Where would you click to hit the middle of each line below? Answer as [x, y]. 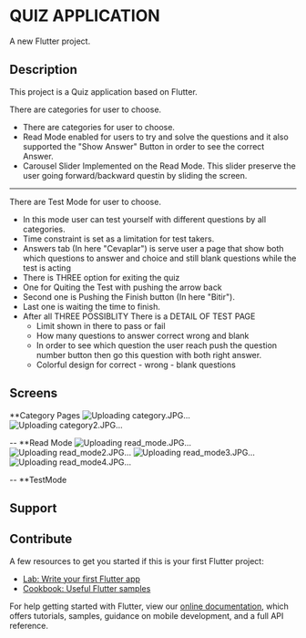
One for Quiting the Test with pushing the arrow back [122, 287]
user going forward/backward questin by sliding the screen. [135, 175]
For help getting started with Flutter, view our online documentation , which [149, 606]
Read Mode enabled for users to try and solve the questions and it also [155, 137]
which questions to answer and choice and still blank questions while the [159, 258]
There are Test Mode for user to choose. [86, 201]
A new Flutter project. [50, 41]
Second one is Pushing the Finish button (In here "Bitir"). [128, 296]
